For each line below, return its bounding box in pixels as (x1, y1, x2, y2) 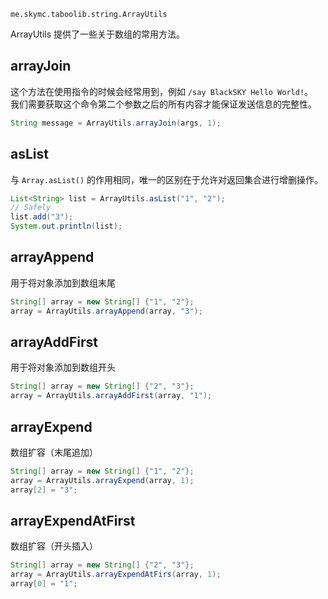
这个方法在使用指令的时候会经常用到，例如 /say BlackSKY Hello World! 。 (10, 85, 314, 97)
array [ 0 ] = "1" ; (10, 579, 78, 589)
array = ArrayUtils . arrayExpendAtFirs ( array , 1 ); (10, 570, 222, 580)
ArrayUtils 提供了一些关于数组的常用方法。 (10, 28, 186, 40)
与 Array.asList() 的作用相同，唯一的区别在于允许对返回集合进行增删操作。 (10, 173, 324, 185)
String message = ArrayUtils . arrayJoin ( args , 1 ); (10, 118, 222, 128)
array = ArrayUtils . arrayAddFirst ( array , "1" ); (10, 391, 213, 401)
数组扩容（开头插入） (10, 540, 98, 552)
